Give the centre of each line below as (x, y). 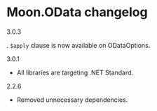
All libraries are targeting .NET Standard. (75, 72)
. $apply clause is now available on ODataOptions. (78, 45)
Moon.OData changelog (77, 12)
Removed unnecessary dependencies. (72, 100)
